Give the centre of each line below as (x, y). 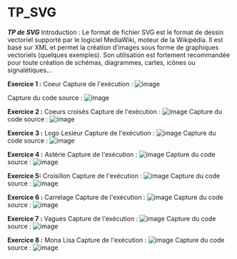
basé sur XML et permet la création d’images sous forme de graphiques (113, 47)
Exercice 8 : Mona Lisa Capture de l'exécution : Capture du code (116, 240)
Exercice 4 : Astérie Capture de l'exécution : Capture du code (111, 154)
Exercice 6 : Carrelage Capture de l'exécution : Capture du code (115, 197)
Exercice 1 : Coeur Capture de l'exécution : (70, 83)
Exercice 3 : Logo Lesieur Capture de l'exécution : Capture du (112, 133)
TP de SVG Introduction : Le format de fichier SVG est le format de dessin (115, 32)
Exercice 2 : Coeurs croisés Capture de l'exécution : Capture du (115, 111)
